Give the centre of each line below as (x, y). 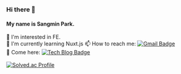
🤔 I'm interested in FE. (33, 37)
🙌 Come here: (23, 53)
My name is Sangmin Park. (40, 24)
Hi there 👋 (21, 10)
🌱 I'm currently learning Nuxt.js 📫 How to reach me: (71, 44)
